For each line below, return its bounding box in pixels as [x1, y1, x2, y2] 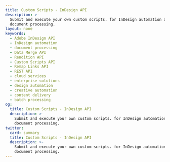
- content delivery [10, 92, 51, 98]
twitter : [5, 125, 24, 131]
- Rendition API [10, 54, 44, 60]
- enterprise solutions [10, 78, 60, 83]
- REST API [10, 69, 33, 74]
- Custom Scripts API [10, 59, 56, 64]
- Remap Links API [10, 64, 49, 69]
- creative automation [10, 87, 58, 93]
